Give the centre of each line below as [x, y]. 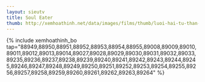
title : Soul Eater [30, 18]
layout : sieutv [26, 12]
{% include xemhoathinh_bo [42, 41]
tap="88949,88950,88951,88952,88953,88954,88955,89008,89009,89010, [102, 47]
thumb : [15, 23]
